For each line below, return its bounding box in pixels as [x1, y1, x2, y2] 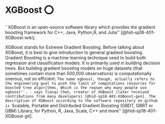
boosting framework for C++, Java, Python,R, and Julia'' [5, 29, 120, 35]
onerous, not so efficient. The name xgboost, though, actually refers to [5, 76, 155, 82]
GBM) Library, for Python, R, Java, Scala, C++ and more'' [5, 108, 122, 114]
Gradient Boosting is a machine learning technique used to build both [5, 54, 146, 60]
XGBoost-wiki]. [5, 35, 36, 41]
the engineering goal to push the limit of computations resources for [5, 81, 156, 86]
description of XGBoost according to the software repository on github [5, 98, 158, 103]
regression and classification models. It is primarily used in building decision [5, 60, 161, 66]
